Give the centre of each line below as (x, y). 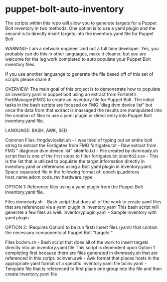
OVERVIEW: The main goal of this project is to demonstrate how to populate (83, 89)
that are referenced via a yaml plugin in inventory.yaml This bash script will (82, 207)
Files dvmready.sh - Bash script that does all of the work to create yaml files (83, 202)
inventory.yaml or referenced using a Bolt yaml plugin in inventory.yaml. (79, 166)
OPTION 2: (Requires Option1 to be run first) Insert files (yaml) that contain (82, 227)
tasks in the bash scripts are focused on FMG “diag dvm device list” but (79, 105)
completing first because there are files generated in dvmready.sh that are (82, 253)
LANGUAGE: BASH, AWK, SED (36, 130)
